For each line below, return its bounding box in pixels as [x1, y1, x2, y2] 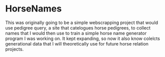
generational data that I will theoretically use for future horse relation [5, 40, 149, 46]
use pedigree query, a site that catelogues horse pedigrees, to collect [5, 24, 151, 30]
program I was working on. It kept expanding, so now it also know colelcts [5, 35, 160, 41]
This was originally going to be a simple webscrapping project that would [5, 19, 158, 25]
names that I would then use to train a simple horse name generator [5, 30, 147, 36]
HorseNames [5, 3, 62, 14]
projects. [5, 46, 24, 52]
